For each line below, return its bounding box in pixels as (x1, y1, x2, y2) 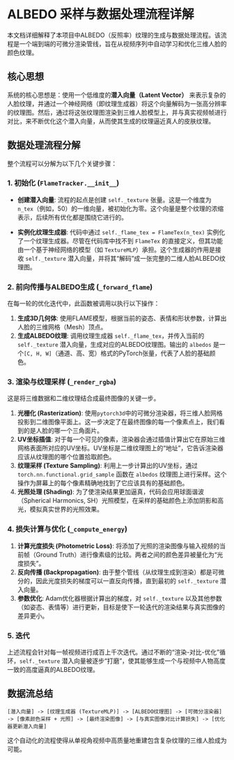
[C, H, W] (23, 350, 52, 357)
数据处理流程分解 (7, 139, 81, 151)
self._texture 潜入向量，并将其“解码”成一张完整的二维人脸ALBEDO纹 (25, 254, 226, 262)
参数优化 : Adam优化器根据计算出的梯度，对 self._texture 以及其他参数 (17, 594, 223, 602)
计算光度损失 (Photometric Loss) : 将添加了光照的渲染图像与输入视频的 (17, 541, 220, 550)
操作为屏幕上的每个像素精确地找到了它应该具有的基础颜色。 (17, 479, 189, 487)
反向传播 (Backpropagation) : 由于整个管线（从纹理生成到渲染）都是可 (17, 568, 219, 576)
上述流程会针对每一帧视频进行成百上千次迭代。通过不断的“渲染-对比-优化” (7, 648, 220, 657)
